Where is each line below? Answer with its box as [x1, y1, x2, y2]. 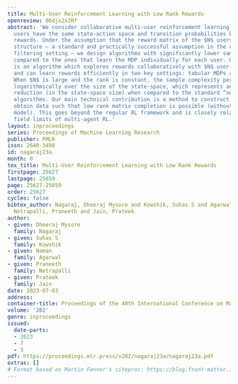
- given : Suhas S [7, 235, 59, 242]
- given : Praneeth [7, 261, 62, 268]
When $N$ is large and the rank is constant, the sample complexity [13, 76, 220, 84]
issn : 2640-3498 [7, 142, 55, 149]
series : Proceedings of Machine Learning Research [7, 129, 160, 136]
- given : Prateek [7, 273, 59, 281]
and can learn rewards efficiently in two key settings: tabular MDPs [13, 69, 227, 77]
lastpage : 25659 [7, 175, 55, 182]
